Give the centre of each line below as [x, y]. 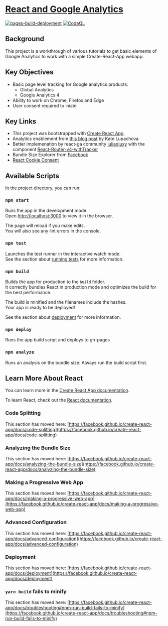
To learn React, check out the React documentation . [59, 400]
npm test [16, 243]
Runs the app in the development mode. [46, 211]
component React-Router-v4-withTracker [55, 150]
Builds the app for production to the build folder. [55, 282]
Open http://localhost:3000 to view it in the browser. [59, 216]
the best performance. [28, 293]
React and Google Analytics [64, 9]
